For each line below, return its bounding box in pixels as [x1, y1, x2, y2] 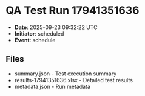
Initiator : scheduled [14, 30, 64, 37]
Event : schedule [14, 36, 56, 43]
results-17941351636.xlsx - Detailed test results [14, 76, 133, 83]
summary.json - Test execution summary [14, 70, 117, 77]
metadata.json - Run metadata [14, 83, 90, 90]
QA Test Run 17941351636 [5, 4, 140, 18]
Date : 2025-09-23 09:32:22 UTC [14, 24, 98, 31]
